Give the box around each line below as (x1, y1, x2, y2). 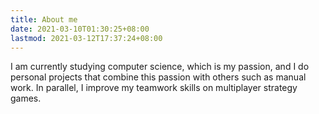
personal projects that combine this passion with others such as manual (10, 71, 307, 83)
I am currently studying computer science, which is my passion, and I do (10, 61, 310, 73)
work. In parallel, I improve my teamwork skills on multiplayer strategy (10, 82, 298, 94)
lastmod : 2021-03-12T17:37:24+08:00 (10, 33, 163, 43)
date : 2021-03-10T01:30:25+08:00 (10, 24, 150, 34)
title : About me (10, 14, 78, 25)
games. (10, 92, 42, 105)
